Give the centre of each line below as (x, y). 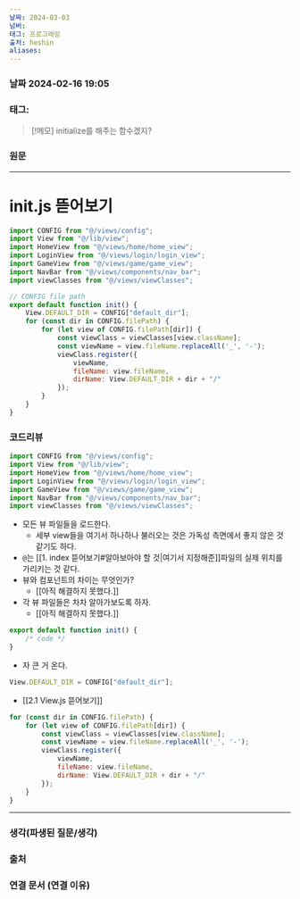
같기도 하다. (56, 546)
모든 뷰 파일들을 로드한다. (67, 524)
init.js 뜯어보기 (61, 206)
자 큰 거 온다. (45, 665)
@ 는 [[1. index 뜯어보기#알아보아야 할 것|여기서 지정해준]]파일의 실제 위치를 (152, 558)
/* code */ (46, 639)
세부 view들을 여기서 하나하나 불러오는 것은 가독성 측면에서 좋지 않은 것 (159, 536)
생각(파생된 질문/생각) (54, 833)
